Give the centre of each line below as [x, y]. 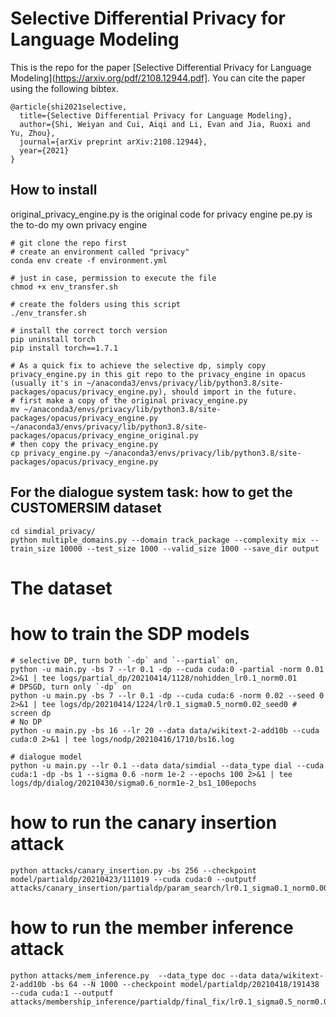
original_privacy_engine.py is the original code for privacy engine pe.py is [161, 214]
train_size [33, 548]
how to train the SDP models [130, 633]
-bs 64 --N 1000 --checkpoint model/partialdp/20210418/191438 [185, 984]
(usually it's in [46, 383]
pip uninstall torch [53, 339]
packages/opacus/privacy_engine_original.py [104, 435]
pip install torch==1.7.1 [64, 348]
